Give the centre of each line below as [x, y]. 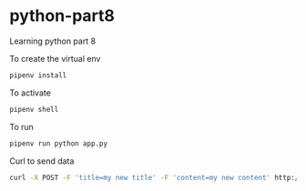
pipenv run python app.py [58, 143]
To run [22, 126]
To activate [31, 93]
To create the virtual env [55, 58]
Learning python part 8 [53, 41]
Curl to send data [42, 161]
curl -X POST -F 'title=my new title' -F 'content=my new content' [140, 177]
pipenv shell [34, 109]
